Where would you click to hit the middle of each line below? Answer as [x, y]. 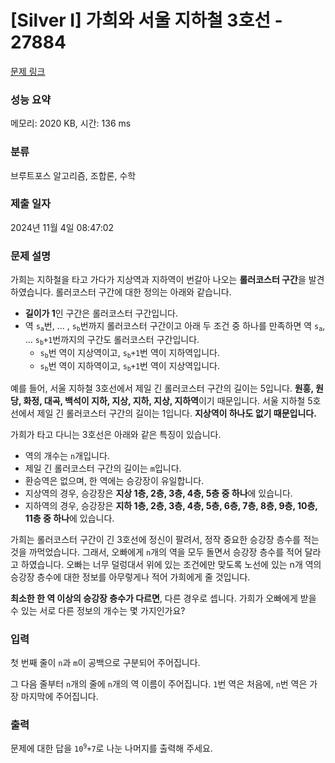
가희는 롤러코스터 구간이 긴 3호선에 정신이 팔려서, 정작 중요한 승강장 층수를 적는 [165, 539]
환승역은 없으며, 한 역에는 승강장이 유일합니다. [114, 480]
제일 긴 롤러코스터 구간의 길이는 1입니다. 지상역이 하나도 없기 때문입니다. [176, 413]
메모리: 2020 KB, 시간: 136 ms [71, 123]
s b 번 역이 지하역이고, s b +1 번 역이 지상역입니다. [129, 366]
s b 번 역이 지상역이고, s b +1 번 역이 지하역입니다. [129, 353]
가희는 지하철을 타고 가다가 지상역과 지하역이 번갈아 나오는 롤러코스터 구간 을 [158, 280]
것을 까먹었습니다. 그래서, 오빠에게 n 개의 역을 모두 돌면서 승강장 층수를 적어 [156, 552]
